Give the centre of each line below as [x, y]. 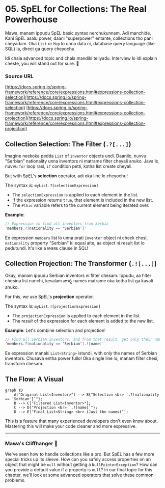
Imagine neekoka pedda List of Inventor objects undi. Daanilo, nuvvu [76, 156]
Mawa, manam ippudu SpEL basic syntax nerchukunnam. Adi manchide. [78, 33]
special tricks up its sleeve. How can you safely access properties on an [78, 460]
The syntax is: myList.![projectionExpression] [53, 306]
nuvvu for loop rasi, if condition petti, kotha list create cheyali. [69, 166]
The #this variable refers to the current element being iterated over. [81, 205]
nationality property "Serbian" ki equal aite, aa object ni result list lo [75, 243]
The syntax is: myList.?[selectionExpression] [52, 186]
